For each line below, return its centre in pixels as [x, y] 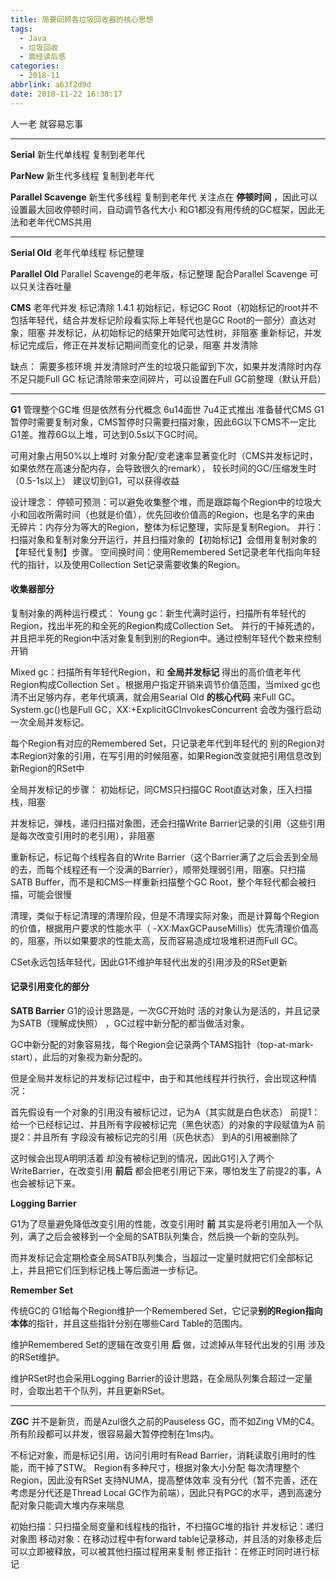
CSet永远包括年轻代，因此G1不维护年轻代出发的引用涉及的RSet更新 [149, 962]
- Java [33, 38]
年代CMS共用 [64, 222]
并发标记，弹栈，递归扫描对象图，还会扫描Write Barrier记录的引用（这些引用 [168, 823]
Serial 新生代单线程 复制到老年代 [77, 154]
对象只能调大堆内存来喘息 [71, 1505]
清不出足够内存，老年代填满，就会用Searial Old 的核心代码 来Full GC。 [155, 697]
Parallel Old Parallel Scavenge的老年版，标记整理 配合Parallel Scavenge [159, 273]
